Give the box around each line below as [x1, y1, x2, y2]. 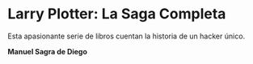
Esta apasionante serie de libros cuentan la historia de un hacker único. [7, 31, 246, 41]
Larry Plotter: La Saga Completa [7, 5, 226, 23]
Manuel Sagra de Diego [7, 46, 88, 56]
